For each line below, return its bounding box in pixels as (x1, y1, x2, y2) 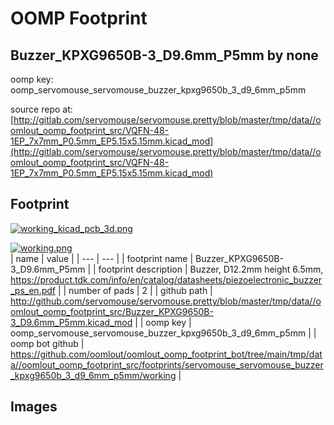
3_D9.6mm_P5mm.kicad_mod (10, 316, 133, 328)
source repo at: (10, 103, 73, 115)
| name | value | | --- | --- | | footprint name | (10, 252, 194, 264)
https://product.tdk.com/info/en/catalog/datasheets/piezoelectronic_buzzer (10, 273, 323, 286)
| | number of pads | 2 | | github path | (57, 284, 213, 296)
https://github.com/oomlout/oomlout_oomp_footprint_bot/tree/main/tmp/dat (10, 348, 323, 360)
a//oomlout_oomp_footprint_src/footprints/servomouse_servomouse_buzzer (10, 358, 324, 371)
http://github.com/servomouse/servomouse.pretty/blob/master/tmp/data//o (10, 295, 322, 307)
